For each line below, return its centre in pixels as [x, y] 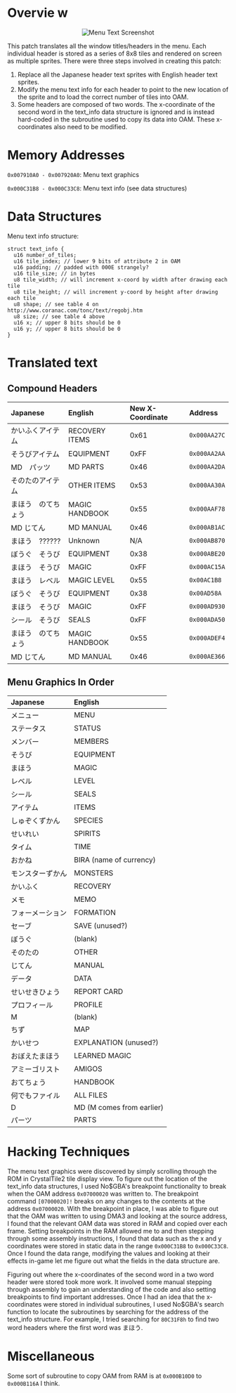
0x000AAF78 [207, 509]
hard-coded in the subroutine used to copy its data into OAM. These [116, 119]
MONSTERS [93, 872]
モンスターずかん [39, 873]
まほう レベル [36, 580]
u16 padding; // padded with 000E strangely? [81, 267]
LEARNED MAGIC [103, 1055]
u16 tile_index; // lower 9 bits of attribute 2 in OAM [97, 261]
